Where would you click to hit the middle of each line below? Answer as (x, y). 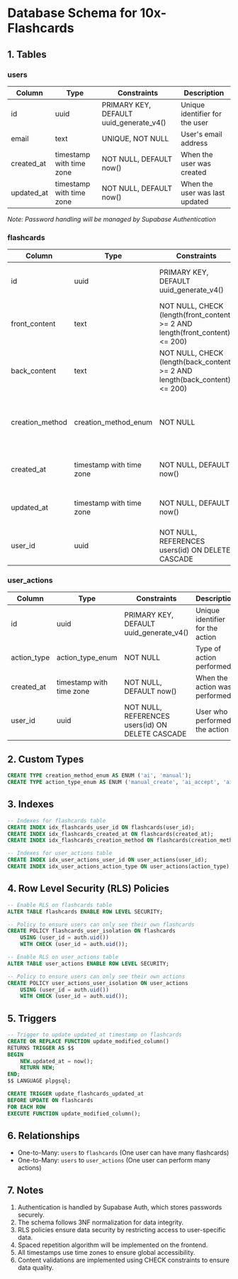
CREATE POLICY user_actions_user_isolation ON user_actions (98, 983)
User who (212, 712)
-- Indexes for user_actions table (60, 854)
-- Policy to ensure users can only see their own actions (96, 976)
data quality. (36, 1268)
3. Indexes (31, 804)
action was (214, 687)
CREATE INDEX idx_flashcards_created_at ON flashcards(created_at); (110, 834)
